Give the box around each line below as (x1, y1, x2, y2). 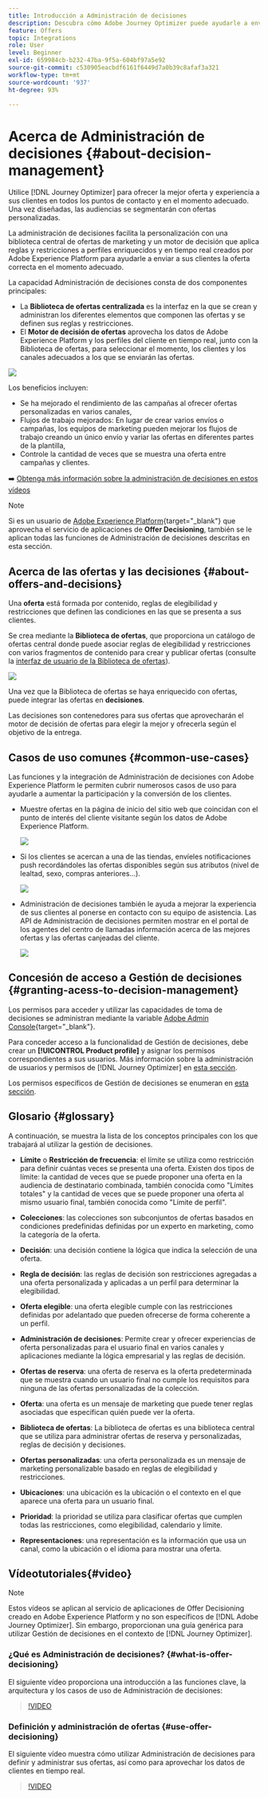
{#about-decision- (85, 144, 212, 162)
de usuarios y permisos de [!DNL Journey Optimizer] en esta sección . (8, 1062, 238, 1072)
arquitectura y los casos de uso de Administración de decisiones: (8, 1685, 223, 1695)
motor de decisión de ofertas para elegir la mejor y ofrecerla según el (8, 719, 237, 729)
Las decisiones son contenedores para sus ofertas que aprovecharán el (8, 711, 244, 721)
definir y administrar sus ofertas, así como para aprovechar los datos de (8, 1757, 246, 1767)
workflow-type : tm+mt (8, 71, 81, 79)
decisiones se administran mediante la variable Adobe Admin (8, 1013, 209, 1022)
